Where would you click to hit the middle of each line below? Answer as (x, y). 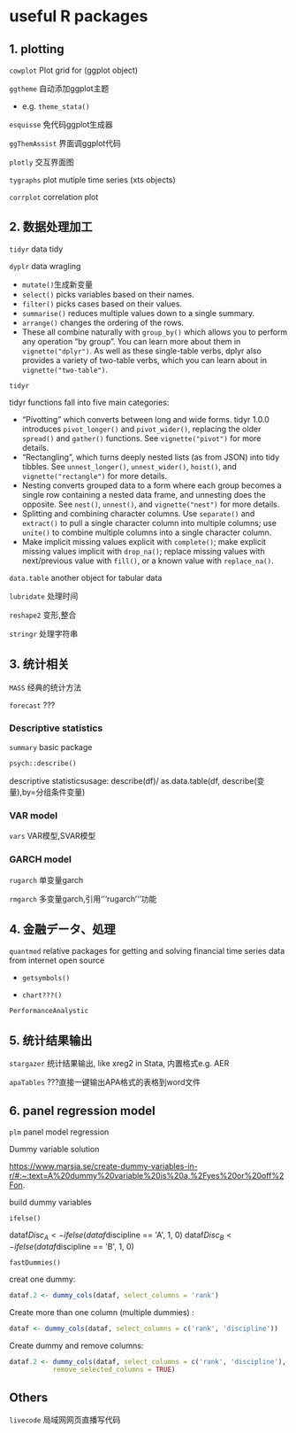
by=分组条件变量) (53, 792)
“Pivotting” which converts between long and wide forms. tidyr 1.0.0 (145, 419)
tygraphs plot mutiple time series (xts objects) (93, 180)
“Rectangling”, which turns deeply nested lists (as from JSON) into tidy (151, 457)
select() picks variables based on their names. (108, 294)
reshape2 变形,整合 (43, 615)
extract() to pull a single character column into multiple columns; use (149, 523)
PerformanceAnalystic (49, 1011)
